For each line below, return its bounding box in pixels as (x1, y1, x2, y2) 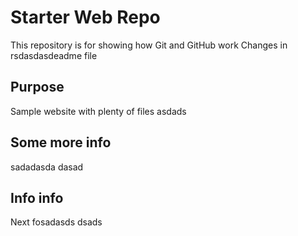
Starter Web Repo (10, 6, 161, 29)
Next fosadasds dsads (10, 216, 103, 228)
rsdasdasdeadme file (10, 49, 98, 61)
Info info (10, 189, 64, 206)
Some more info (10, 134, 112, 151)
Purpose (10, 79, 65, 96)
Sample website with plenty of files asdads (10, 105, 187, 117)
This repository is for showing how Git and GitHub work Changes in (10, 39, 288, 51)
